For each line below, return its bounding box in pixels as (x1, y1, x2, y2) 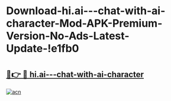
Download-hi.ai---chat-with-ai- (6, 4, 166, 18)
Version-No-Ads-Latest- (6, 30, 130, 43)
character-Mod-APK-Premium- (6, 17, 163, 30)
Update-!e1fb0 (6, 42, 79, 56)
